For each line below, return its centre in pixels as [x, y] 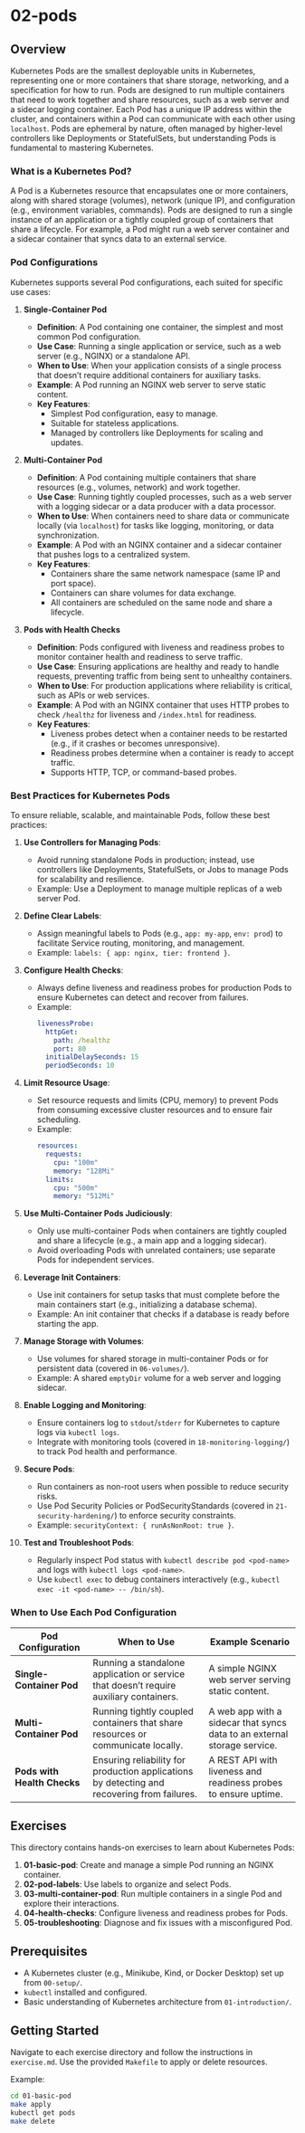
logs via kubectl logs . [78, 1433]
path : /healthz [82, 1040]
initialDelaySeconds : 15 [92, 1057]
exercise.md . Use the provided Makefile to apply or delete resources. [139, 2062]
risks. [47, 1496]
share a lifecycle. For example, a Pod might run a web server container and [150, 229]
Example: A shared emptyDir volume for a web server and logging [159, 1378]
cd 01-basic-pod [41, 2096]
